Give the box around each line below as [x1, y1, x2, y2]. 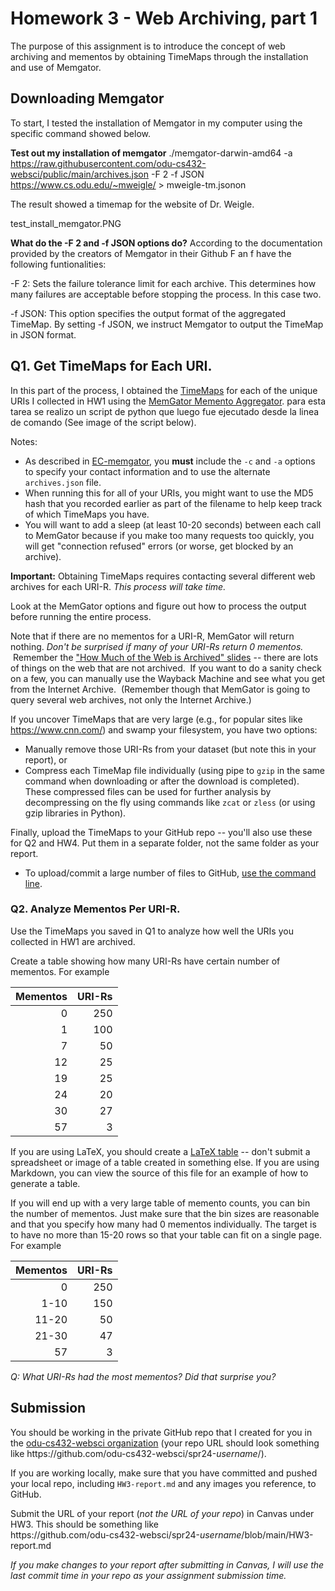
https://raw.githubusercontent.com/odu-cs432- [10, 157, 207, 169]
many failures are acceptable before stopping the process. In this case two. [10, 288, 322, 300]
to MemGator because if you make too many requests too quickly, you [24, 529, 315, 541]
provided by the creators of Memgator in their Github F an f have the [10, 247, 292, 259]
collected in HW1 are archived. [10, 935, 136, 947]
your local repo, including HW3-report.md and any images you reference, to [10, 1477, 317, 1489]
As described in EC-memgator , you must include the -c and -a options [24, 455, 316, 467]
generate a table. [10, 1177, 81, 1189]
